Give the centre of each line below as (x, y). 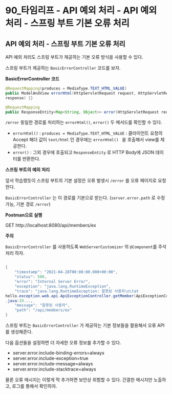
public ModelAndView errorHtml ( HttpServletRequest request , (71, 93)
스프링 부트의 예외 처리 (28, 170)
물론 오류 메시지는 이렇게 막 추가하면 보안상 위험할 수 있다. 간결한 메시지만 (79, 380)
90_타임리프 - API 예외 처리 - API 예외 (81, 10)
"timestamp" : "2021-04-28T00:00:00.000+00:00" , (66, 272)
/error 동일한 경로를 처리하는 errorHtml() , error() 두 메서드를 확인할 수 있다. (84, 122)
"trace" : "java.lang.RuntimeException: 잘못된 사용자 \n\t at (77, 291)
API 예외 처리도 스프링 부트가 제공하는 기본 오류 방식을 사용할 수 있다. (74, 57)
